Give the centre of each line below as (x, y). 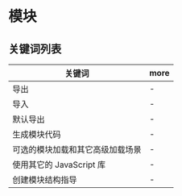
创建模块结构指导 (45, 180)
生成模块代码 (37, 134)
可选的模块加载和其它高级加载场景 (77, 150)
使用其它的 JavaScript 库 (59, 165)
